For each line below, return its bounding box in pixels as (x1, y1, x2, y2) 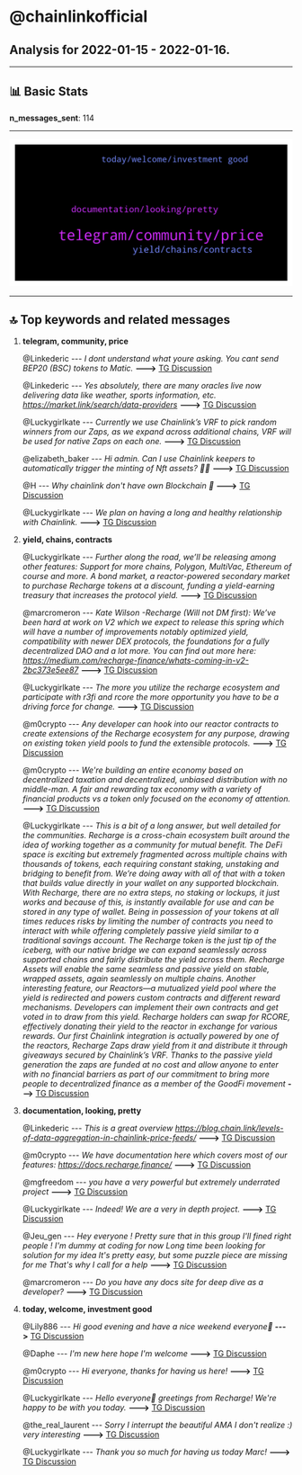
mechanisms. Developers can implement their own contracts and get (22, 1002, 279, 1013)
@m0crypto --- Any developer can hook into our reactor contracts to (22, 719, 279, 729)
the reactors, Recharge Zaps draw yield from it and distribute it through (22, 1041, 289, 1051)
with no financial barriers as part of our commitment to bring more (22, 1068, 270, 1080)
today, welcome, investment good (22, 1304, 153, 1315)
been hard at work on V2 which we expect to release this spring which (22, 617, 285, 628)
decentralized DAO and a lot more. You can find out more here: (22, 646, 256, 657)
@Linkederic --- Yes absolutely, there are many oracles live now (22, 380, 262, 391)
